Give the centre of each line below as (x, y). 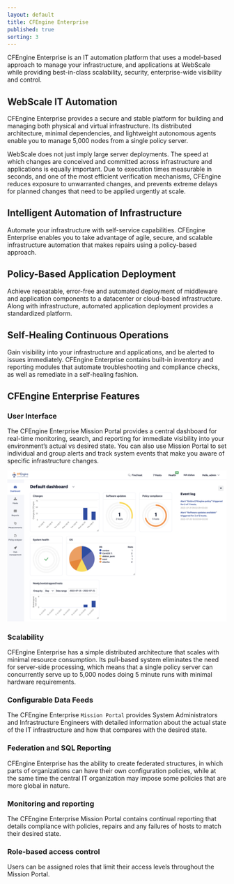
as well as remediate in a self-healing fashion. (73, 374)
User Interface (32, 416)
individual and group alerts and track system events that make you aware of (116, 454)
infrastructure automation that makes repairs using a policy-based (102, 245)
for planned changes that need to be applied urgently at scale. (96, 191)
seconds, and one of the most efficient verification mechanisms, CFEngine (114, 177)
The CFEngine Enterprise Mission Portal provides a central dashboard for (112, 431)
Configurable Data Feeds (50, 700)
